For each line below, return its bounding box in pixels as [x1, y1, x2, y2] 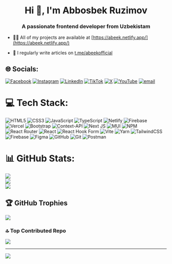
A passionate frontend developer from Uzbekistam [21, 23, 150, 30]
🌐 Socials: [5, 64, 39, 73]
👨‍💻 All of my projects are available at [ [12, 34, 93, 40]
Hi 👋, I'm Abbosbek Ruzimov [25, 5, 147, 16]
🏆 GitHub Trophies [5, 199, 68, 207]
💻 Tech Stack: [5, 97, 69, 109]
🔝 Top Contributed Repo [5, 227, 67, 234]
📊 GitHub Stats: [5, 153, 75, 164]
